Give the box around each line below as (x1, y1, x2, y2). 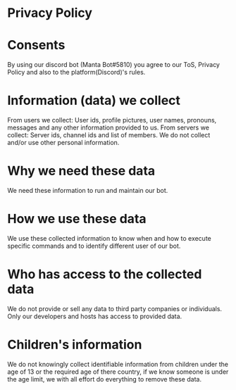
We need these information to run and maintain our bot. (7, 187, 168, 194)
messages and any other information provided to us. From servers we (7, 123, 210, 132)
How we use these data (7, 211, 147, 227)
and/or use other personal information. (7, 139, 120, 147)
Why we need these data (7, 163, 156, 179)
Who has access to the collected (7, 266, 202, 282)
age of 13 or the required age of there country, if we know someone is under (7, 367, 229, 376)
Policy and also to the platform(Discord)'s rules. (7, 68, 146, 77)
